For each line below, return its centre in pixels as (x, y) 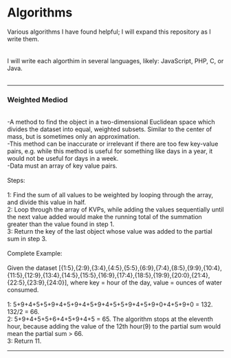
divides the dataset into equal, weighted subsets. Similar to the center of (110, 129)
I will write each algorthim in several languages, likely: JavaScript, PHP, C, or (115, 60)
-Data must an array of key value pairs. (63, 166)
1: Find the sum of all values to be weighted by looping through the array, (110, 195)
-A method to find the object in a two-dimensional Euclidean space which (111, 122)
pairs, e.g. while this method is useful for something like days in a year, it (110, 151)
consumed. (23, 290)
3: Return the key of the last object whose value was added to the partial (110, 232)
